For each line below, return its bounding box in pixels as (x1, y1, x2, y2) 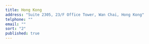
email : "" (5, 21, 26, 27)
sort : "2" (5, 26, 26, 31)
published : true (5, 31, 40, 36)
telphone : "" (5, 17, 33, 22)
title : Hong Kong (5, 7, 42, 13)
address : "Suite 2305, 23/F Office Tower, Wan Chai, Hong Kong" (5, 12, 144, 17)
